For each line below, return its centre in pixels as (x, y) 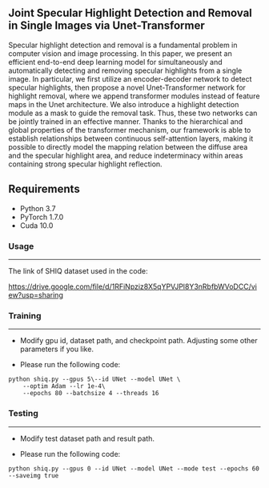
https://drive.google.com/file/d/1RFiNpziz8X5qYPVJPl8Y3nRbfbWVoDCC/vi (133, 286)
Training (25, 315)
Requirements (44, 189)
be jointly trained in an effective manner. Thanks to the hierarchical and (126, 121)
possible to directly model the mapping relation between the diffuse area (128, 146)
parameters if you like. (57, 349)
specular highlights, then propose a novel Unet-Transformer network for (127, 87)
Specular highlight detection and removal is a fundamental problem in (123, 45)
